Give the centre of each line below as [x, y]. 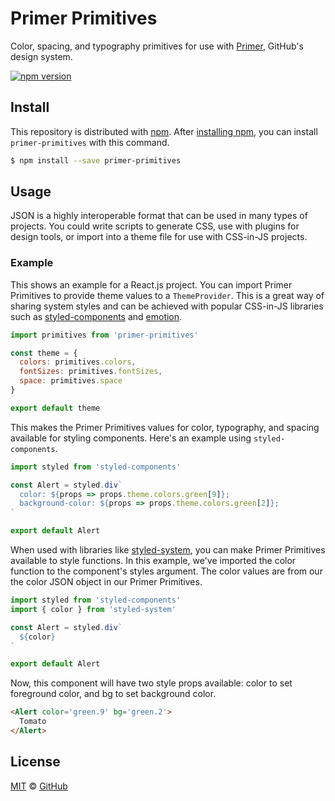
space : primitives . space [71, 381]
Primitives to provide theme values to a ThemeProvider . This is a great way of [167, 295]
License [35, 762]
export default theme [55, 408]
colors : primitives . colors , [78, 362]
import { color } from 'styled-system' [93, 609]
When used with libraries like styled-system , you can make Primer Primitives [168, 550]
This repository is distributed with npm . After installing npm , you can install [164, 131]
